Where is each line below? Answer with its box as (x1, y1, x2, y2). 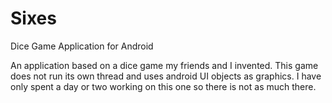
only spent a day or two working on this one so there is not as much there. (10, 80, 317, 92)
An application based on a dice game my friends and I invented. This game (10, 59, 319, 71)
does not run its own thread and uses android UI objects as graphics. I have (10, 70, 322, 82)
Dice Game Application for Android (10, 40, 154, 52)
